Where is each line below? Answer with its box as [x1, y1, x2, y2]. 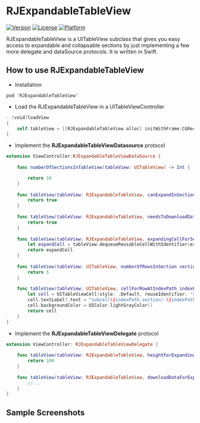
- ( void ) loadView [6, 114, 49, 120]
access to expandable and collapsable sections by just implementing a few [6, 42, 190, 49]
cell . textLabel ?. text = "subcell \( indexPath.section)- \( [27, 297, 171, 303]
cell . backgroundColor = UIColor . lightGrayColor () [27, 302, 153, 308]
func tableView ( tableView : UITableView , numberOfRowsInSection [17, 264, 177, 270]
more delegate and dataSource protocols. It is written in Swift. [6, 48, 158, 55]
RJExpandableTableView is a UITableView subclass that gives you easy [6, 35, 180, 42]
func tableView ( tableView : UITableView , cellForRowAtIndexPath [17, 286, 177, 292]
